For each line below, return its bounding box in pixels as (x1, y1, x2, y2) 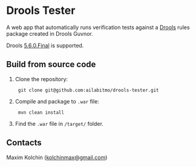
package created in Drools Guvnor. (6, 30, 94, 37)
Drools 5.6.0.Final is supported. (6, 42, 84, 49)
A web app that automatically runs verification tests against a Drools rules (6, 24, 190, 31)
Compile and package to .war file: (15, 97, 100, 105)
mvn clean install (18, 110, 65, 116)
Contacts (6, 137, 42, 148)
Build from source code (6, 59, 96, 70)
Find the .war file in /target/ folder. (15, 120, 104, 127)
